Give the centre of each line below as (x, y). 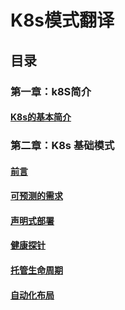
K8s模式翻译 (62, 20)
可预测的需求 (36, 196)
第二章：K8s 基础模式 (62, 146)
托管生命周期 (36, 270)
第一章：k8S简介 (51, 91)
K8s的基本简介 (41, 117)
